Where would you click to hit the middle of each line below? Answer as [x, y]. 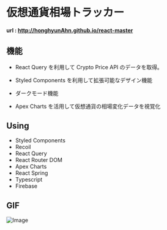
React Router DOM [39, 160]
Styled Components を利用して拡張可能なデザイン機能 [84, 80]
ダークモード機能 [37, 93]
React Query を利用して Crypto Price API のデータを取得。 [89, 67]
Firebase [26, 186]
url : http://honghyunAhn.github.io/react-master [70, 30]
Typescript [29, 180]
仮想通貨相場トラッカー [65, 13]
